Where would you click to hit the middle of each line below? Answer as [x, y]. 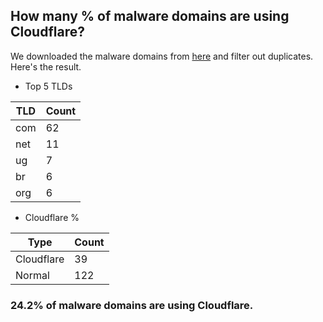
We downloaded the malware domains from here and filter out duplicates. [162, 56]
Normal [32, 275]
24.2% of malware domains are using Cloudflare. [132, 305]
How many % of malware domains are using [150, 16]
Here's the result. [46, 66]
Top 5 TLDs [48, 86]
